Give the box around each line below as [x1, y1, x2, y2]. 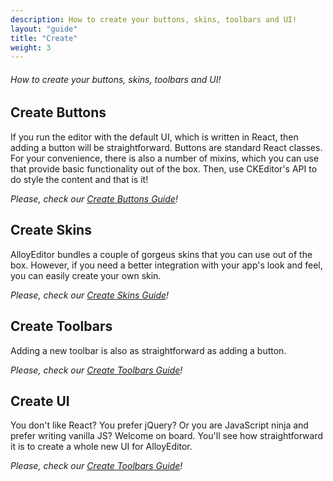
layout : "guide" [10, 24, 78, 34]
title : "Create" [10, 33, 78, 43]
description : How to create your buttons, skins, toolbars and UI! [10, 14, 298, 25]
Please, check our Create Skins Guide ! [10, 289, 170, 301]
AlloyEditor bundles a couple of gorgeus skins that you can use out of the [10, 248, 313, 260]
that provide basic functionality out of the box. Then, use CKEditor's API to [10, 162, 318, 175]
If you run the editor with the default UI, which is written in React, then [10, 131, 299, 143]
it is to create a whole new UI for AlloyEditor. [10, 441, 193, 453]
